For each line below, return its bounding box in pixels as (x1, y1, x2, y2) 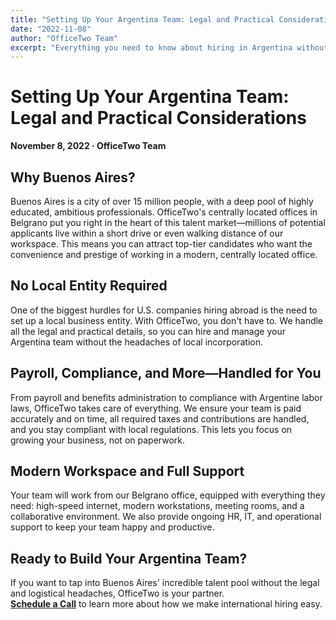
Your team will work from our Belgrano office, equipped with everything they (10, 489, 326, 501)
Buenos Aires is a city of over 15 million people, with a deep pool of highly (10, 196, 314, 207)
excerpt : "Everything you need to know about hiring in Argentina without (10, 42, 329, 53)
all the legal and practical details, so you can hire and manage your (10, 325, 286, 337)
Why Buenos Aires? (10, 169, 136, 186)
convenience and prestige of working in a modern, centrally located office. (10, 249, 318, 260)
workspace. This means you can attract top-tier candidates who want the (10, 238, 313, 250)
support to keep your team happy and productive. (10, 521, 215, 533)
